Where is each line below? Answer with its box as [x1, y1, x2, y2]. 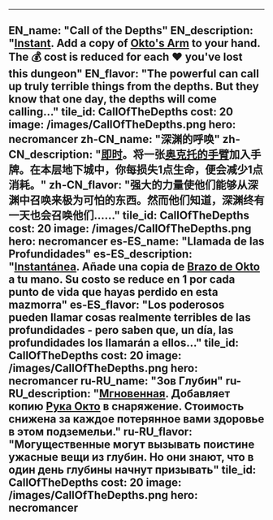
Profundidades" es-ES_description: [8, 247, 193, 261]
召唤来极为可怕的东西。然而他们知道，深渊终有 [29, 193, 265, 207]
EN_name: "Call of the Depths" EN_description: [8, 24, 253, 37]
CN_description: [8, 148, 93, 162]
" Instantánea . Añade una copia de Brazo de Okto [8, 260, 260, 274]
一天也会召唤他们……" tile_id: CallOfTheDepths [8, 209, 250, 223]
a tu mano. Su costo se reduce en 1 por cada [8, 273, 236, 287]
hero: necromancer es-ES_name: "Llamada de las [8, 235, 265, 249]
